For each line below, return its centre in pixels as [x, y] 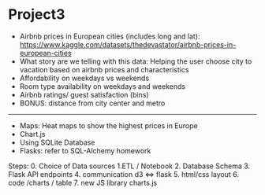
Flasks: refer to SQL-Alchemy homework [85, 150]
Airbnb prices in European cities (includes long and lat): [110, 36]
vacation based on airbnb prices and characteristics [104, 69]
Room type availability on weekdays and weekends [103, 86]
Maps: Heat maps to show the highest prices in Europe [109, 125]
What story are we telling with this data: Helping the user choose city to [136, 61]
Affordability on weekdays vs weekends [84, 78]
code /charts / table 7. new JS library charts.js [83, 182]
